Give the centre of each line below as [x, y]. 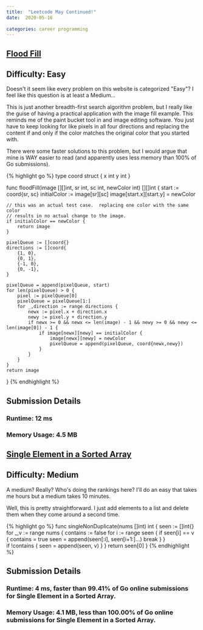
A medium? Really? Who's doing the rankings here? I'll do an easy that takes [102, 489]
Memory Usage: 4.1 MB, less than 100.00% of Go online [90, 612]
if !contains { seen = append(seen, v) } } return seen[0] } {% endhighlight [98, 545]
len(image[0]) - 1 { [33, 328]
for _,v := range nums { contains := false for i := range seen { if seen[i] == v [100, 533]
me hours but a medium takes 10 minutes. [59, 496]
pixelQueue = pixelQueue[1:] [54, 301]
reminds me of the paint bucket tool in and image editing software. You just [100, 120]
